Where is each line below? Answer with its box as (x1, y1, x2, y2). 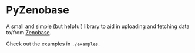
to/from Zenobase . (6, 29, 52, 36)
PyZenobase (6, 3, 69, 17)
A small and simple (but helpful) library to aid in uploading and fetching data (6, 23, 190, 30)
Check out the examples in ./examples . (6, 40, 100, 47)
